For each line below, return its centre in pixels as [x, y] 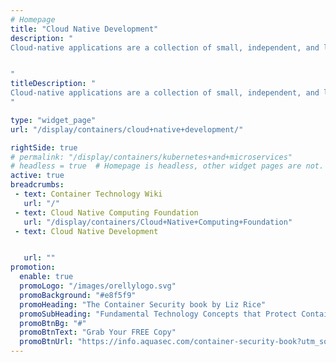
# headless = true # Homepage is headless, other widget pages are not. [167, 166]
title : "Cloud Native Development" [84, 29]
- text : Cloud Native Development [86, 231]
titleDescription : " [53, 84]
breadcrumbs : [37, 185]
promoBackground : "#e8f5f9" [78, 295]
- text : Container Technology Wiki [88, 194]
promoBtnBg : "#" [53, 323]
